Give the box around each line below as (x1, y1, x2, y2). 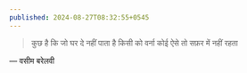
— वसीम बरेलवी (9, 55, 55, 66)
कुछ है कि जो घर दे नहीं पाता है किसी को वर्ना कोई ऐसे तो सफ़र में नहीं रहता (30, 37, 238, 48)
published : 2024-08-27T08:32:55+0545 (9, 12, 150, 22)
